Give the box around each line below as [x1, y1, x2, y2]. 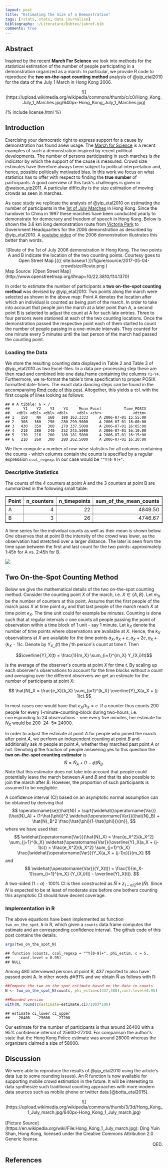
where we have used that [5, 826, 57, 832]
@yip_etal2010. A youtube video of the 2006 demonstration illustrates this [5, 231, 157, 238]
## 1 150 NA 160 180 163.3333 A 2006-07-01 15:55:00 [5, 415, 146, 420]
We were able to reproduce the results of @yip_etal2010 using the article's [5, 1068, 158, 1074]
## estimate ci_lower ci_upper [5, 1011, 70, 1016]
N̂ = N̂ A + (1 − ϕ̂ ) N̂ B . [63, 760, 104, 767]
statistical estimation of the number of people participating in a [5, 63, 134, 69]
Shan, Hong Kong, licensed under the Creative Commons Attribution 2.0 [5, 1130, 153, 1137]
